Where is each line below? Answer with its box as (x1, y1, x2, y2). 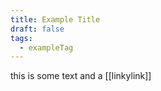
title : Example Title (10, 14, 101, 25)
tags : (10, 33, 33, 43)
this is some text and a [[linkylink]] (10, 70, 152, 82)
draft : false (10, 24, 65, 34)
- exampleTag (19, 42, 74, 53)
